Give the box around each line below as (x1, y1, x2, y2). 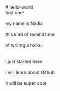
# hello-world (5, 4, 34, 10)
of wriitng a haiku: (5, 42, 43, 48)
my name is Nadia (5, 20, 43, 27)
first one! (5, 10, 24, 15)
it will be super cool (5, 80, 46, 86)
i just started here (5, 58, 42, 64)
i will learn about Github (5, 70, 55, 75)
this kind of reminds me (5, 31, 55, 37)
